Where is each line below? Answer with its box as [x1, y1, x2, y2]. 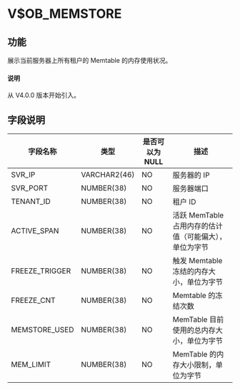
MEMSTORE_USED [11, 325, 74, 335]
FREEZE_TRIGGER [11, 266, 71, 276]
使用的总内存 [172, 325, 216, 335]
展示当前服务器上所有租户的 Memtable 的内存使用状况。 [7, 56, 172, 64]
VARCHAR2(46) [81, 170, 135, 180]
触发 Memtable [172, 256, 223, 266]
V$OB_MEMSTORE [7, 6, 122, 22]
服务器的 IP [172, 170, 210, 180]
